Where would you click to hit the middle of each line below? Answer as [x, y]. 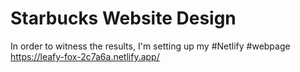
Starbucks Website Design [123, 18]
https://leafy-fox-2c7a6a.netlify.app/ [85, 56]
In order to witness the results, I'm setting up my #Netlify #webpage [150, 46]
